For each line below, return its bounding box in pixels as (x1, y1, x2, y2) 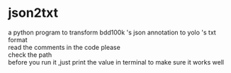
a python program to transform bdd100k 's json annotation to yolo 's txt (8, 28, 217, 36)
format (8, 35, 28, 44)
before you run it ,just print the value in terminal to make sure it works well (8, 58, 225, 66)
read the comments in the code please (8, 43, 121, 51)
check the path (8, 51, 52, 59)
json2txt (8, 5, 59, 21)
